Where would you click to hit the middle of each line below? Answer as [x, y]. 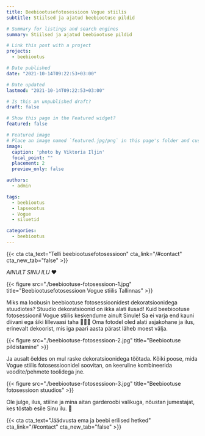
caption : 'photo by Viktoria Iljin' [58, 152]
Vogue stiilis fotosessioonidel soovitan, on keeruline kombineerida [89, 365]
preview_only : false [38, 169]
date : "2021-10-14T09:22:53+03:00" [52, 73]
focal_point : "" [32, 158]
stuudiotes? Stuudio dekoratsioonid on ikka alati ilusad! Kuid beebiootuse [98, 309]
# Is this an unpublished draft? [49, 102]
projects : [19, 51]
